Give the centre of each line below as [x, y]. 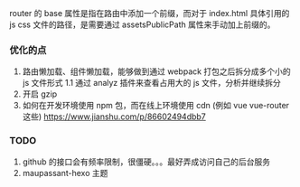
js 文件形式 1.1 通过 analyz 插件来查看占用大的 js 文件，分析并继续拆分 [152, 83]
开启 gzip [40, 94]
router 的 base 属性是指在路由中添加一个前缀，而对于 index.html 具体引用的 [150, 13]
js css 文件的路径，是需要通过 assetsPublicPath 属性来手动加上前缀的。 [142, 24]
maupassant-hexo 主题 [65, 173]
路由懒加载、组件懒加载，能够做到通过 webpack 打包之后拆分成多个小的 [156, 71]
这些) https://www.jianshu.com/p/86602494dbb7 [114, 117]
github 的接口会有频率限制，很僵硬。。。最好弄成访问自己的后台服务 [146, 162]
